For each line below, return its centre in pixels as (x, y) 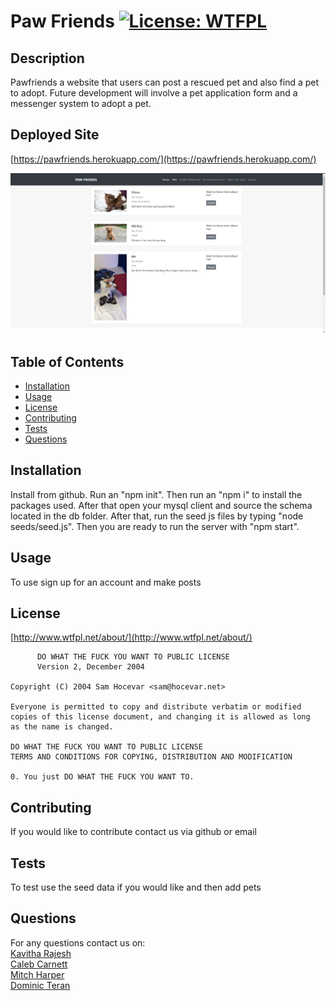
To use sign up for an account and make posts (106, 582)
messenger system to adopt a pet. (81, 103)
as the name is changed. (62, 727)
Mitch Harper (37, 974)
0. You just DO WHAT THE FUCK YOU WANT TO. (102, 777)
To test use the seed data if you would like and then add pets (136, 887)
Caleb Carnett (39, 964)
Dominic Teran (40, 985)
